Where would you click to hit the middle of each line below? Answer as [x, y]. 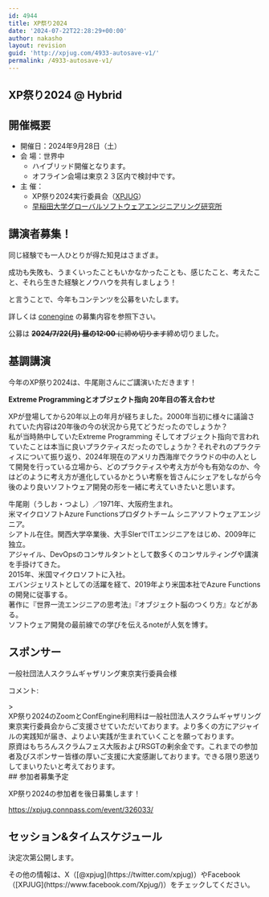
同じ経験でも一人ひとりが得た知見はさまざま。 [86, 255]
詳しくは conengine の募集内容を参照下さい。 [84, 316]
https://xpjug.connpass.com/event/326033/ [81, 809]
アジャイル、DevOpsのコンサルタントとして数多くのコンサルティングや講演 [134, 554]
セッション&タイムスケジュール [86, 836]
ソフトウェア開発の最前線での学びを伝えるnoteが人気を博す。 [110, 624]
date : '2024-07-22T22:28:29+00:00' [68, 31]
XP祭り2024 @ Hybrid [65, 95]
